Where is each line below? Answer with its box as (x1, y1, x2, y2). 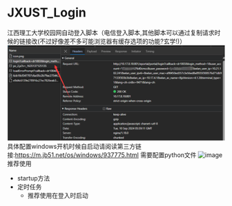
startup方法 (17, 174, 50, 183)
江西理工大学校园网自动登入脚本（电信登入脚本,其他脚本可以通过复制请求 (7, 28, 215, 37)
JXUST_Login (7, 5, 86, 21)
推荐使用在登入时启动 (27, 192, 88, 200)
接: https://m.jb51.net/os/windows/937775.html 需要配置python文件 (7, 151, 197, 159)
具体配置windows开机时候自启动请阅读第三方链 (7, 143, 142, 151)
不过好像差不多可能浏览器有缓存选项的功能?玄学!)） (39, 37, 186, 45)
